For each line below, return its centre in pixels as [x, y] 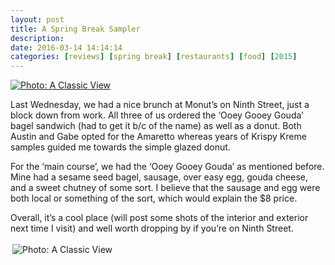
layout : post [37, 19]
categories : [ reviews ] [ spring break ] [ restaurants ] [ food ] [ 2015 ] [154, 57]
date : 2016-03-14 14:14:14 [66, 47]
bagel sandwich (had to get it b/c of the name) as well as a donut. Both [156, 126]
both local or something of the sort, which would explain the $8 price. [154, 198]
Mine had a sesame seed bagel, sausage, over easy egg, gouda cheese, [159, 177]
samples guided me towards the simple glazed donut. [120, 147]
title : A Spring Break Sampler [75, 29]
